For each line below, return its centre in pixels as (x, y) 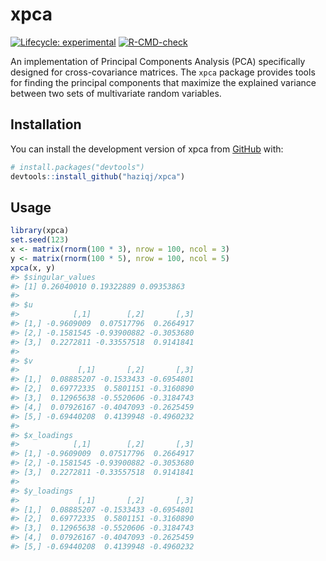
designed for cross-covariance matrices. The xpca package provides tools (163, 72)
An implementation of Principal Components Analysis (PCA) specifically (158, 61)
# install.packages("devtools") (77, 167)
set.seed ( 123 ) (40, 240)
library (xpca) (40, 231)
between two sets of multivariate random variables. (116, 93)
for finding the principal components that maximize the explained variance (163, 82)
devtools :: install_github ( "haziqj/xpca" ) (98, 176)
